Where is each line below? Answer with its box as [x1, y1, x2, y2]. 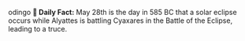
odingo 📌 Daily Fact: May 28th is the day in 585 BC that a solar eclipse [8, 8, 238, 17]
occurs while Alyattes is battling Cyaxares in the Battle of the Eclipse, [8, 16, 233, 25]
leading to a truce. [8, 24, 68, 33]
